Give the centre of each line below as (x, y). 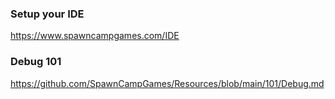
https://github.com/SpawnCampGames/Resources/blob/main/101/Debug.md (167, 83)
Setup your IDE (47, 14)
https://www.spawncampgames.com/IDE (95, 36)
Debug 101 (36, 62)
